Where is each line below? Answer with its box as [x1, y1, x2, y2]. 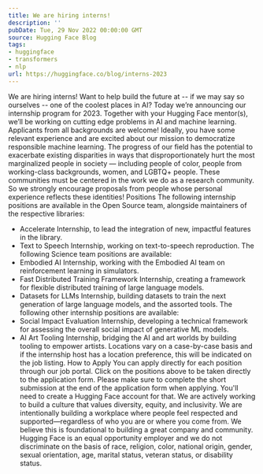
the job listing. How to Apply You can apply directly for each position [19, 357, 243, 367]
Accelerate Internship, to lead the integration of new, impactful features [19, 224, 251, 233]
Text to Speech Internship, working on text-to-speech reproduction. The [19, 241, 254, 250]
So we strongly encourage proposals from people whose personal [8, 183, 223, 193]
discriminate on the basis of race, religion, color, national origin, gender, [19, 442, 253, 451]
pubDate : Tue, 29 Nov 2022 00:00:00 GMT [8, 26, 143, 34]
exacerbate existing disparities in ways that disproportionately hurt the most [8, 150, 255, 160]
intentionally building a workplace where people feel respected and [19, 408, 239, 417]
